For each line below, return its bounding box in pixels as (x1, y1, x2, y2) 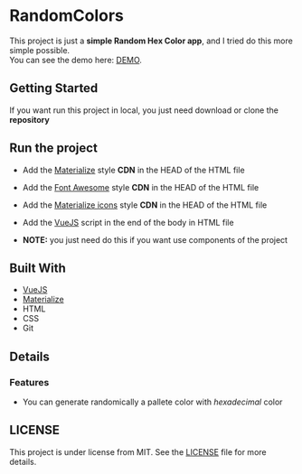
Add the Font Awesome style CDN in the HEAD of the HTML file (22, 181, 260, 192)
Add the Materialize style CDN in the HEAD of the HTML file (22, 164, 246, 175)
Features (9, 376, 50, 388)
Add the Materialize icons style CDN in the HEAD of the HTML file (22, 200, 268, 210)
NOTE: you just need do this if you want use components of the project (22, 234, 288, 245)
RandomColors (9, 5, 125, 26)
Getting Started (9, 80, 99, 96)
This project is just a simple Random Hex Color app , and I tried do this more (9, 35, 294, 46)
